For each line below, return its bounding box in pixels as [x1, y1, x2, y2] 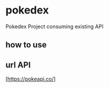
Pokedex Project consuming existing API [5, 23, 104, 30]
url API [5, 60, 31, 70]
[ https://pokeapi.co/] [5, 76, 56, 83]
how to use [5, 40, 47, 50]
